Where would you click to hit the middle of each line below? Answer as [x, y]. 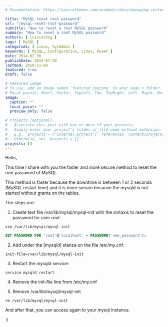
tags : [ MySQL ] [22, 42]
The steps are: [20, 203]
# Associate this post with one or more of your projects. [70, 125]
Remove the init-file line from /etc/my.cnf [55, 282]
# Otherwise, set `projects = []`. [44, 139]
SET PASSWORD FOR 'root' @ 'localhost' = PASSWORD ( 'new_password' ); [76, 236]
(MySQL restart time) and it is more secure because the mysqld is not [77, 188]
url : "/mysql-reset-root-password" [42, 23]
